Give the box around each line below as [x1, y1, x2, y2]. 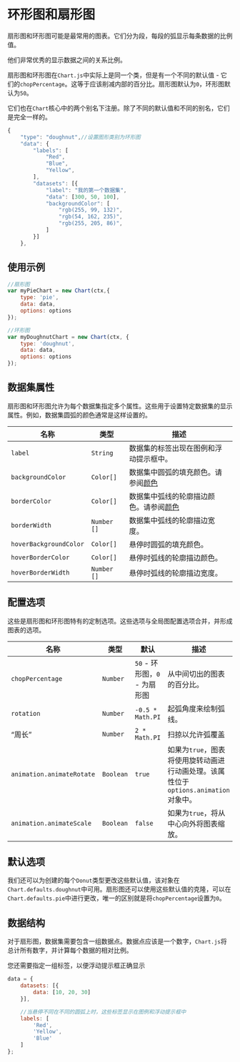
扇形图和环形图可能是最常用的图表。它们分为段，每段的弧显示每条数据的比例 [7, 31, 233, 40]
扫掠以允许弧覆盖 [167, 729, 225, 739]
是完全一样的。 [7, 112, 51, 121]
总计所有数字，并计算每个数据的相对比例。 [7, 946, 133, 955]
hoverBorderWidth [11, 568, 70, 577]
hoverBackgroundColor [11, 540, 84, 548]
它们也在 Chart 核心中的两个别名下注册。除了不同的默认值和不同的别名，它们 [7, 103, 230, 112]
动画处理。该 [174, 766, 218, 776]
